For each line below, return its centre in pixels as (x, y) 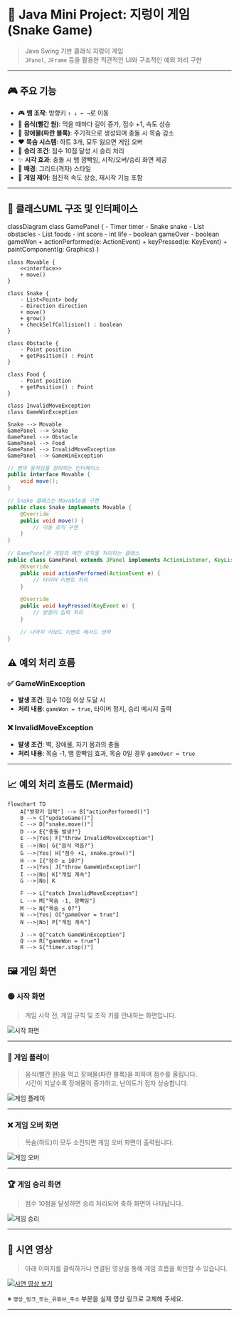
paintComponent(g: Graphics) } (53, 249)
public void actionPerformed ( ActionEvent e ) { (90, 573)
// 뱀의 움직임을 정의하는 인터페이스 (54, 468)
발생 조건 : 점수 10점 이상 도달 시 (61, 700)
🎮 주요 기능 (32, 91)
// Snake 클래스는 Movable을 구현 (53, 501)
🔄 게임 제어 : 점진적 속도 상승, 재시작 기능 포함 (80, 177)
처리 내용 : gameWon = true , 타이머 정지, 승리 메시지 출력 (95, 709)
